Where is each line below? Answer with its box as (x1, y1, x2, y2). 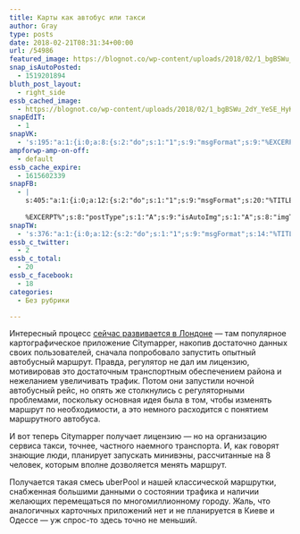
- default (17, 154, 54, 164)
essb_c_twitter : (9, 238, 70, 247)
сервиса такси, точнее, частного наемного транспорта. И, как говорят (9, 440, 279, 452)
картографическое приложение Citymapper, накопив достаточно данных (9, 337, 288, 349)
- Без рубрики (17, 296, 70, 305)
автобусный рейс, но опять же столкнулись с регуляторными (9, 386, 246, 396)
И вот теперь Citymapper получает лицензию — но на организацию (9, 431, 268, 442)
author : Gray (9, 21, 58, 30)
